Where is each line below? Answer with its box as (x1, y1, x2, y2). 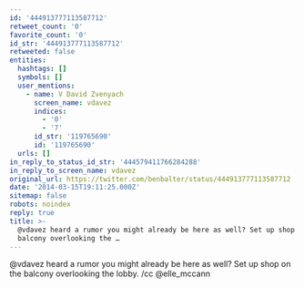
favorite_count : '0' (9, 30, 88, 39)
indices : (33, 107, 67, 116)
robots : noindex (9, 200, 71, 210)
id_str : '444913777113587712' (9, 38, 125, 48)
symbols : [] (17, 73, 64, 82)
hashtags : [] (17, 65, 67, 74)
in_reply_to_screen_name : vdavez (9, 166, 137, 175)
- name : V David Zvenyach (25, 89, 125, 98)
